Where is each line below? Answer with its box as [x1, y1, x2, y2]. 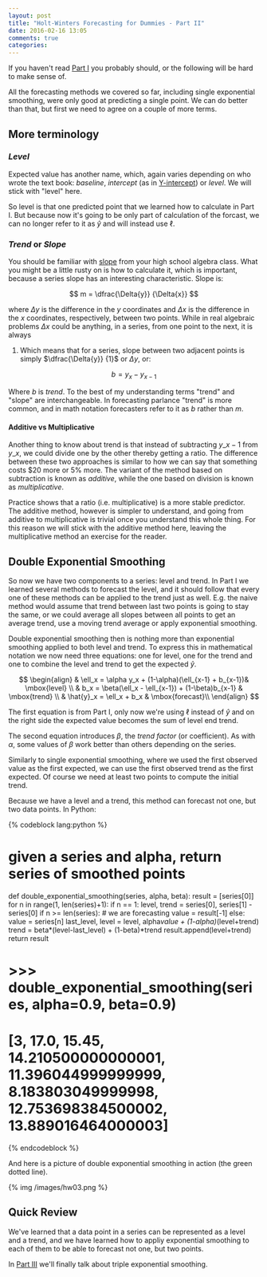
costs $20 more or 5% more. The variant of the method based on [8, 465, 223, 475]
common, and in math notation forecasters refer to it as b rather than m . [8, 404, 244, 413]
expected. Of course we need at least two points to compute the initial [8, 772, 239, 781]
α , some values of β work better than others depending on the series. [8, 739, 237, 749]
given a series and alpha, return [8, 848, 222, 866]
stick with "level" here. [8, 186, 82, 196]
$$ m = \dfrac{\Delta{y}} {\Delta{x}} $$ [69, 289, 199, 299]
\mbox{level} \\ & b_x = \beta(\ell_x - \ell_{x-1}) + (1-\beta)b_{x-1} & [25, 683, 243, 693]
